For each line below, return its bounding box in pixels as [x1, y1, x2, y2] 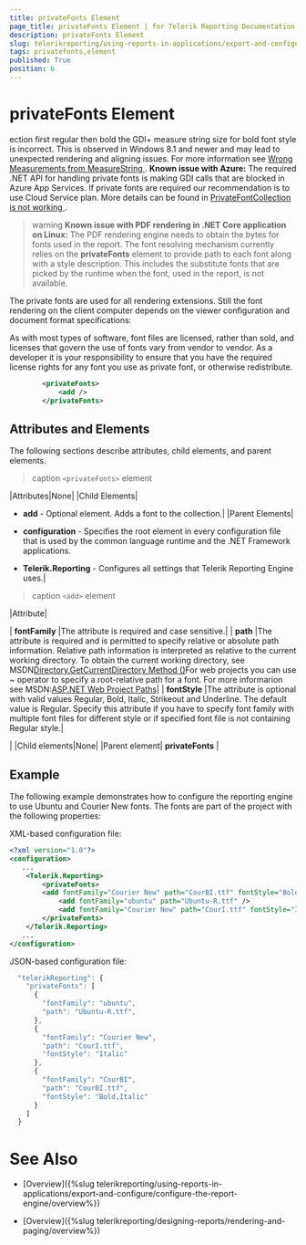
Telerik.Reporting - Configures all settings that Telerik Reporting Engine [22, 563, 294, 574]
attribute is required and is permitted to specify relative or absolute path [9, 635, 280, 646]
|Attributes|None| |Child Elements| [9, 490, 138, 502]
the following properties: [9, 811, 102, 821]
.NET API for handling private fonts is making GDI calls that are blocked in [9, 173, 285, 183]
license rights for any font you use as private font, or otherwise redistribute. [9, 361, 293, 372]
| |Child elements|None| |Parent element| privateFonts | [9, 740, 219, 751]
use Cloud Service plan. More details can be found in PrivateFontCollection [9, 192, 291, 203]
